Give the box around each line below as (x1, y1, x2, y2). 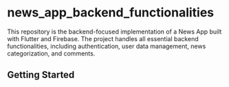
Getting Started (7, 69, 75, 81)
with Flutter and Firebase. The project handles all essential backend (7, 34, 199, 42)
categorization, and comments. (7, 49, 96, 58)
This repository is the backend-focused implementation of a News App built (7, 27, 222, 36)
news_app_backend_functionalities (7, 5, 215, 21)
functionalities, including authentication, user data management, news (7, 42, 206, 50)
